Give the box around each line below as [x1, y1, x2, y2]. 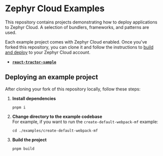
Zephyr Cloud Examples [5, 3, 105, 14]
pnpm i [12, 105, 26, 110]
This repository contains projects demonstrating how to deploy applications [5, 19, 158, 25]
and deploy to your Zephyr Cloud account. [5, 49, 91, 55]
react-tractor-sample [12, 60, 56, 65]
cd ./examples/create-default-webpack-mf [12, 128, 98, 133]
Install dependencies [12, 95, 56, 101]
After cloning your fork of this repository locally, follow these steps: [5, 86, 141, 92]
